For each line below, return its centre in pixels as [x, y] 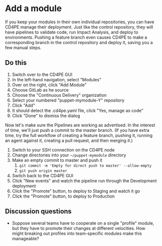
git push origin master [43, 171]
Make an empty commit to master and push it [57, 160]
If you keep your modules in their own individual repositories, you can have [80, 22]
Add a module [33, 8]
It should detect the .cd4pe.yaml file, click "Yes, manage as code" [78, 110]
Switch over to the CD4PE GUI [42, 74]
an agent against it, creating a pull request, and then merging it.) [69, 140]
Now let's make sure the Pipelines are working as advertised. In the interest [80, 125]
